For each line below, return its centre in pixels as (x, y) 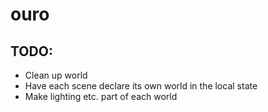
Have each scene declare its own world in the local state (141, 86)
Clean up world (56, 75)
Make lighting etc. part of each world (101, 96)
